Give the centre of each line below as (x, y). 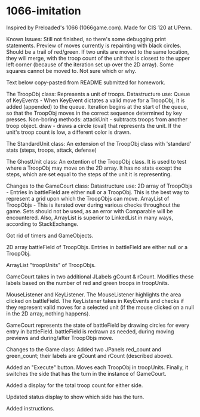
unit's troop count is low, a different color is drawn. (69, 132)
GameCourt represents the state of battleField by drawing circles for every (98, 325)
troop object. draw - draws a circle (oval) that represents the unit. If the (93, 125)
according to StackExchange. (42, 224)
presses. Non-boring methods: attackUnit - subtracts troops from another (97, 119)
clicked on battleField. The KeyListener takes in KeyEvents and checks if (95, 301)
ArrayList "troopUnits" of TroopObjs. (51, 265)
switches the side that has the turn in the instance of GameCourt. (86, 373)
